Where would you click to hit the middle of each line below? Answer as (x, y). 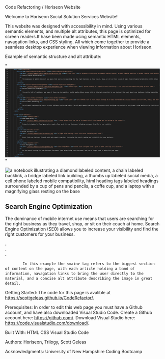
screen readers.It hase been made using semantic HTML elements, (73, 37)
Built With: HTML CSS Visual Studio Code (47, 332)
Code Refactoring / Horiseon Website (43, 7)
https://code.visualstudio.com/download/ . (47, 323)
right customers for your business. (40, 234)
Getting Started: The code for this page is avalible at (58, 292)
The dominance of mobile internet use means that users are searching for (80, 219)
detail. (13, 283)
